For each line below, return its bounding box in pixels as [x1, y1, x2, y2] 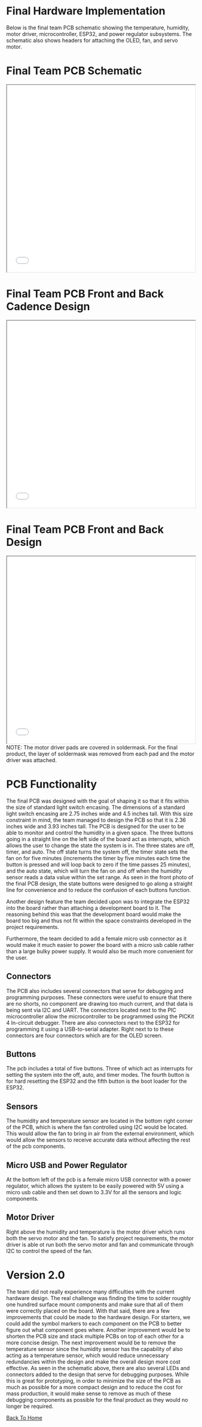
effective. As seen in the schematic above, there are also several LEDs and [6, 1364, 190, 1371]
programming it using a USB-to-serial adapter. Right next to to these [6, 1025, 175, 1033]
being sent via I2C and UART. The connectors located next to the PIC [6, 1006, 176, 1013]
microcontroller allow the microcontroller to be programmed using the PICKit [6, 1013, 194, 1020]
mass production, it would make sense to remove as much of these [6, 1390, 172, 1397]
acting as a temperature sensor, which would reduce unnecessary [6, 1352, 169, 1359]
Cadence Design [6, 300, 90, 314]
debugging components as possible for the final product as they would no [6, 1396, 188, 1403]
